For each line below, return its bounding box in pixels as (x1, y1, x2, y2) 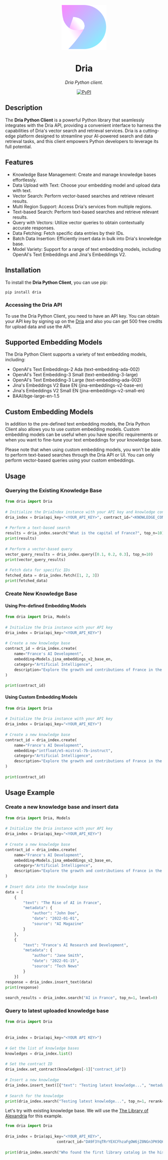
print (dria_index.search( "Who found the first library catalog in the (5, 1149, 155, 1155)
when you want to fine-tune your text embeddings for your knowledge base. (5, 437, 162, 443)
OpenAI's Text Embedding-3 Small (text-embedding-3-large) (12, 372, 138, 378)
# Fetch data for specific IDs (5, 567, 70, 573)
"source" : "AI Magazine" (31, 921, 84, 926)
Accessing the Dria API (5, 302, 62, 309)
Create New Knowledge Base (5, 590, 77, 597)
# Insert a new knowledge (5, 1078, 59, 1083)
